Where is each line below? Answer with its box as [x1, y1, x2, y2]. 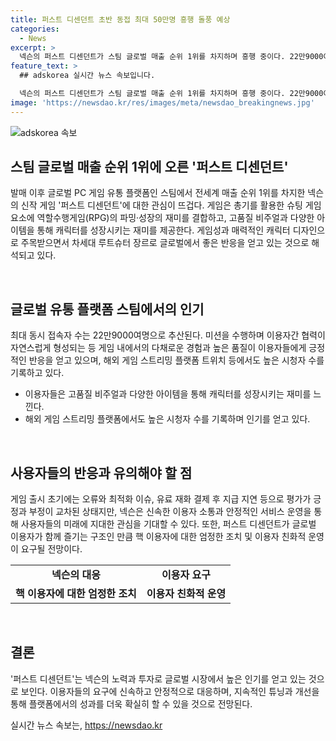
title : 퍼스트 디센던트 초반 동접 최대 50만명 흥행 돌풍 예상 [10, 14, 231, 25]
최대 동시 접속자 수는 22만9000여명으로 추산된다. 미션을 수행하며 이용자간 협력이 [10, 329, 326, 341]
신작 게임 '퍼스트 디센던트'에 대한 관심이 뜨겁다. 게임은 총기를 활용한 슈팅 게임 [20, 199, 322, 211]
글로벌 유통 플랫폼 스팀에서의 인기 [10, 301, 205, 318]
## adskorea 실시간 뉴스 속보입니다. [19, 71, 156, 81]
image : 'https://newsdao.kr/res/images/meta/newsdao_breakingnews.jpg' [10, 97, 315, 108]
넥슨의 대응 [51, 568, 101, 582]
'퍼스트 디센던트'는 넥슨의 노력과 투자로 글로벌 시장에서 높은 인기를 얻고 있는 [10, 672, 307, 685]
